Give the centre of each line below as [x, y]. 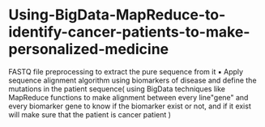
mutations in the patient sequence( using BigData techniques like [117, 89]
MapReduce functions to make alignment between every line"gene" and [128, 97]
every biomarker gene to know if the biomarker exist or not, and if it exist [130, 106]
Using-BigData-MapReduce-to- [117, 15]
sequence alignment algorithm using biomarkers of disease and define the [132, 80]
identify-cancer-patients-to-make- [129, 32]
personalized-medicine [88, 49]
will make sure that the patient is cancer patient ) [90, 114]
